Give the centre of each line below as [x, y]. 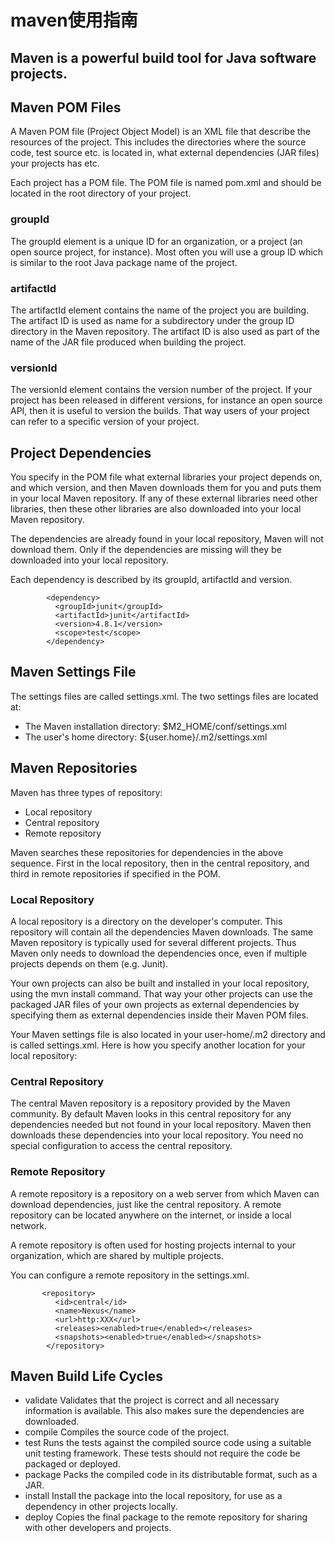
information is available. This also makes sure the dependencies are [164, 1411]
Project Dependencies [81, 452]
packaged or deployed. [72, 1464]
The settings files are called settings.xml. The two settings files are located [164, 696]
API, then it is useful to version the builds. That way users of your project [160, 411]
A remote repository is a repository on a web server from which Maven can [165, 1193]
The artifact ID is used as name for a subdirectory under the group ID [152, 320]
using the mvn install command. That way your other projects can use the [161, 994]
